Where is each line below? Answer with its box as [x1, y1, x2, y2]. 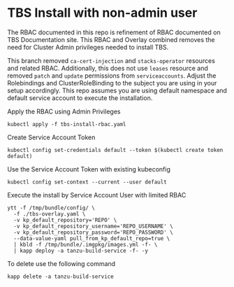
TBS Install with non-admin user [7, 5, 198, 21]
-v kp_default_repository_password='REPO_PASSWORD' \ [13, 229, 173, 236]
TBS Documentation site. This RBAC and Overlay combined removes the [7, 35, 215, 43]
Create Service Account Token [7, 133, 96, 141]
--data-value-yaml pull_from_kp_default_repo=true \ [13, 234, 170, 242]
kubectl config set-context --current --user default [7, 178, 168, 185]
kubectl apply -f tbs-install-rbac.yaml [7, 120, 127, 127]
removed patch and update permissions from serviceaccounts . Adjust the [7, 71, 217, 80]
